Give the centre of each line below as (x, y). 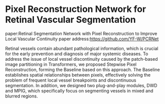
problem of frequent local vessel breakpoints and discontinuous (71, 80)
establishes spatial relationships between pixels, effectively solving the (78, 75)
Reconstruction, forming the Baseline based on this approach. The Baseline (83, 69)
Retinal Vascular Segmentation (71, 20)
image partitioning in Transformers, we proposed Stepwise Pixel (71, 64)
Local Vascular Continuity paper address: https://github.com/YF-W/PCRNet (82, 39)
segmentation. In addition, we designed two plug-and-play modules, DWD (81, 85)
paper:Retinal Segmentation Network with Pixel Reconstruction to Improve (81, 33)
